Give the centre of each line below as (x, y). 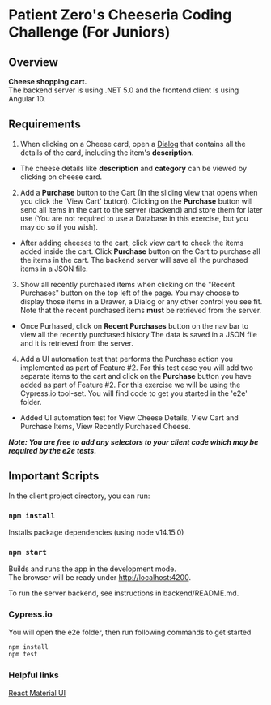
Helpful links (34, 675)
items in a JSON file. (54, 269)
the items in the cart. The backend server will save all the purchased (134, 260)
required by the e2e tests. (53, 450)
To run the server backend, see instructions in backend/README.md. (124, 593)
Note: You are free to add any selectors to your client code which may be (133, 442)
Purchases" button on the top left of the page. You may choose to (129, 293)
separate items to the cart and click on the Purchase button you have (136, 376)
